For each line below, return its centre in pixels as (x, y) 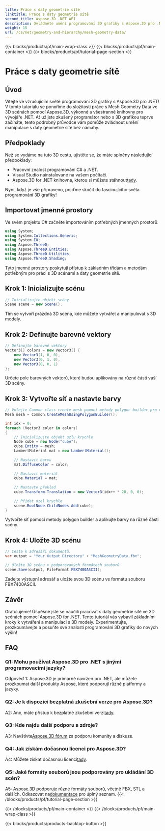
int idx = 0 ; (18, 423)
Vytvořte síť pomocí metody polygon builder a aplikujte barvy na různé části (82, 519)
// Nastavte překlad (35, 487)
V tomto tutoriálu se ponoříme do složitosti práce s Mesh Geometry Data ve (81, 107)
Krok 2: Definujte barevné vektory (58, 334)
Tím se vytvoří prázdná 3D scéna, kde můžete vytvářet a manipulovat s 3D (81, 314)
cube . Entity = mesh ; (35, 446)
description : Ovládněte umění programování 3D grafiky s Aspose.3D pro (80, 23)
